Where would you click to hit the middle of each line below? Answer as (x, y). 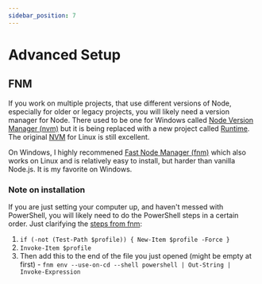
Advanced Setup (65, 54)
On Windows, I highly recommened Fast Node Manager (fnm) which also (127, 152)
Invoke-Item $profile (55, 248)
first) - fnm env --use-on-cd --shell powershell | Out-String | (125, 264)
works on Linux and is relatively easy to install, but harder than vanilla (122, 160)
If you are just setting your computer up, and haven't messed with (116, 206)
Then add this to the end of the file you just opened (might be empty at (135, 255)
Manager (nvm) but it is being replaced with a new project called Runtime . (129, 129)
